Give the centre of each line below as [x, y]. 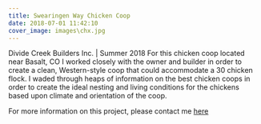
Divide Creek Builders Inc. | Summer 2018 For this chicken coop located [127, 54]
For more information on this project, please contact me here [108, 111]
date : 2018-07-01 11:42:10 [53, 23]
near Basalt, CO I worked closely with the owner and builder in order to [125, 62]
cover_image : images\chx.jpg [57, 30]
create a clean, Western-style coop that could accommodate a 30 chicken [131, 70]
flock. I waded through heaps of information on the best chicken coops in [129, 79]
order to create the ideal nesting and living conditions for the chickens [124, 87]
